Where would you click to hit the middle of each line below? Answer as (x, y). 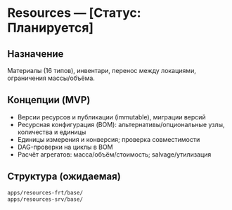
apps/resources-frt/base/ (45, 192)
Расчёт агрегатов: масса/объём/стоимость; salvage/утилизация (114, 154)
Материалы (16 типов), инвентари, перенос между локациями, (102, 71)
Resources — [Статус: (75, 13)
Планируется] (50, 28)
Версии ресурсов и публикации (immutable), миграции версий (111, 117)
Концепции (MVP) (49, 100)
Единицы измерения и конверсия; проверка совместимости (109, 139)
